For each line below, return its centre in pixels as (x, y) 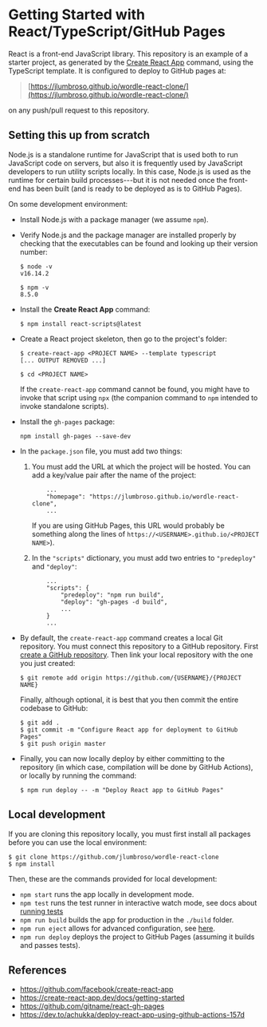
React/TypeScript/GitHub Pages (117, 32)
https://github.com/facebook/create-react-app (96, 989)
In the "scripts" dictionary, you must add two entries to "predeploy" (144, 557)
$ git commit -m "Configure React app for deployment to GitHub (129, 730)
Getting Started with (77, 15)
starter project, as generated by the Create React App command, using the (131, 62)
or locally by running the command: (78, 775)
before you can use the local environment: (78, 842)
